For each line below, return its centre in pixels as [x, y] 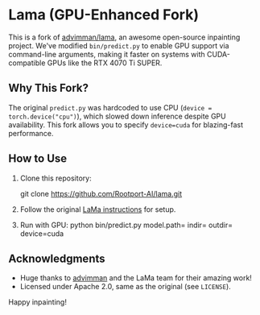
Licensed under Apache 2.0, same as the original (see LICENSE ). [125, 287]
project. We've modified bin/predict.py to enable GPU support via [119, 45]
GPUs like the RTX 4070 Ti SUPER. [105, 63]
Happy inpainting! [37, 302]
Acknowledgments [57, 258]
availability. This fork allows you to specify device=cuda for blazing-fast [126, 124]
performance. [31, 133]
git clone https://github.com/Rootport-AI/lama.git [101, 193]
